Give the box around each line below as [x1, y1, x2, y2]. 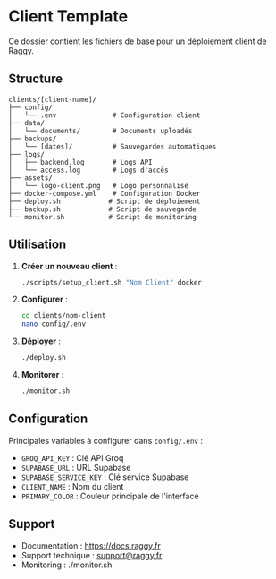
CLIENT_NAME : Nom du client [21, 481, 124, 491]
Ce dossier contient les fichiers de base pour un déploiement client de [8, 36, 267, 47]
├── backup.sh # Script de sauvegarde [8, 204, 197, 214]
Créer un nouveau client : [21, 260, 118, 271]
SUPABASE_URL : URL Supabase [21, 462, 131, 473]
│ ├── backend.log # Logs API [8, 158, 153, 166]
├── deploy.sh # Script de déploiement [8, 197, 201, 206]
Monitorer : [21, 370, 64, 380]
